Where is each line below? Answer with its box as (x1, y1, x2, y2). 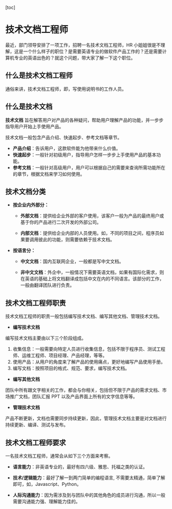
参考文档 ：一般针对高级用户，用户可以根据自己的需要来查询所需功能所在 (12, 164, 165, 171)
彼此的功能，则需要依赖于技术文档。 (38, 236, 115, 243)
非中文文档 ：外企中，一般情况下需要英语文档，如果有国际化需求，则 (20, 269, 164, 275)
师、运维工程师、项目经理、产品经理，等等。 (12, 352, 107, 359)
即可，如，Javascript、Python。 (12, 481, 81, 487)
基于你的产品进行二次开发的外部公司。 (20, 219, 101, 225)
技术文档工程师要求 (5, 438, 66, 447)
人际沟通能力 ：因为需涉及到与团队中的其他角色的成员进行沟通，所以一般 (12, 492, 165, 498)
